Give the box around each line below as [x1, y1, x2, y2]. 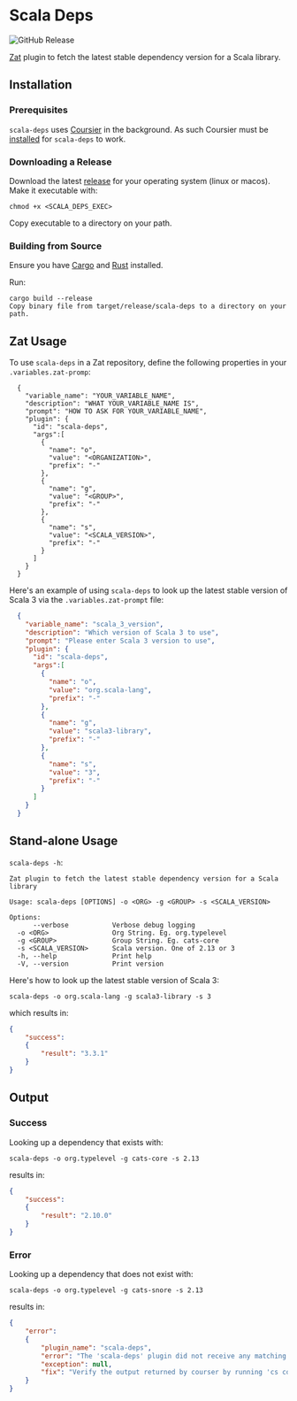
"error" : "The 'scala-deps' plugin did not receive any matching [41, 1351, 287, 1360]
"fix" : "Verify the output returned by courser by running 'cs [41, 1368, 278, 1377]
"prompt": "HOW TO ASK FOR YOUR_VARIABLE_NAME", [25, 407, 208, 416]
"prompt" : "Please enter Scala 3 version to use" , [25, 636, 216, 645]
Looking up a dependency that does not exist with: [9, 1269, 194, 1280]
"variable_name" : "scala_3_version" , [25, 620, 164, 628]
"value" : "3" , [48, 767, 101, 777]
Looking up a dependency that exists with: [9, 1136, 164, 1147]
